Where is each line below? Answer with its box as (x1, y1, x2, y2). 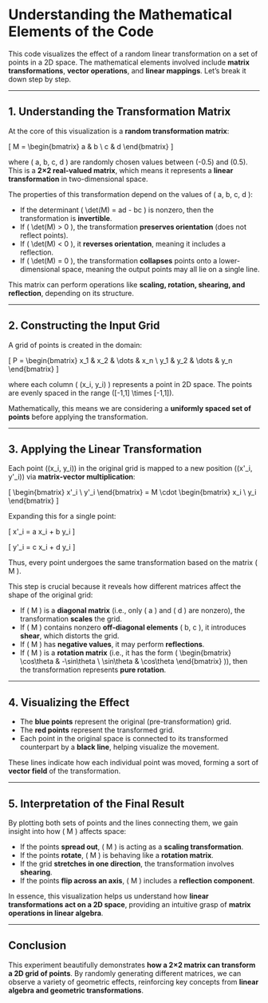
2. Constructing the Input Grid (8, 319, 160, 333)
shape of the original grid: (8, 590, 93, 600)
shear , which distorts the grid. (19, 631, 120, 641)
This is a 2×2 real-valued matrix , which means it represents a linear (8, 165, 234, 175)
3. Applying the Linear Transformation (8, 442, 202, 456)
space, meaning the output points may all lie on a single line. (61, 264, 261, 274)
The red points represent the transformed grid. (19, 725, 175, 735)
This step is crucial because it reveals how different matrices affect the (8, 582, 242, 591)
